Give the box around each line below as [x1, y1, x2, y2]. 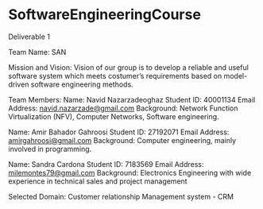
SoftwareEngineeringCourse [8, 6, 201, 24]
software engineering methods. [30, 79, 133, 89]
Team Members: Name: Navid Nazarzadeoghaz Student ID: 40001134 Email [8, 95, 256, 104]
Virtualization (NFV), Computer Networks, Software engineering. [8, 111, 220, 121]
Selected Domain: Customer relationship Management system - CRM [8, 192, 234, 201]
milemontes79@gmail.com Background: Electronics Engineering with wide [8, 168, 252, 177]
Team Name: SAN [8, 47, 67, 56]
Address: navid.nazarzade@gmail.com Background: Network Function [8, 103, 238, 113]
